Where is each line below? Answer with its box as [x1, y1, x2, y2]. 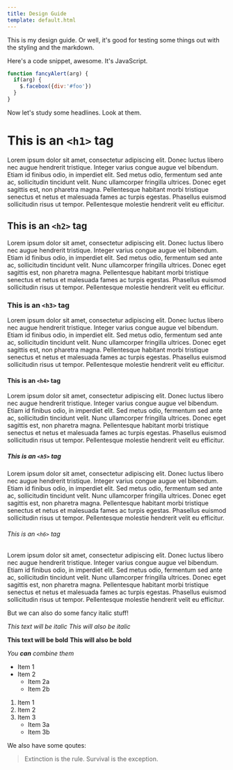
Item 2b [27, 685, 50, 694]
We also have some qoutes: [7, 742, 87, 750]
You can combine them [7, 649, 74, 657]
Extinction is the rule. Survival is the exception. [24, 755, 159, 763]
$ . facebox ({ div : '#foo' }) [19, 83, 92, 90]
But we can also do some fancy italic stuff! [7, 609, 129, 617]
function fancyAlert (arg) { [7, 70, 89, 77]
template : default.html [7, 17, 77, 24]
